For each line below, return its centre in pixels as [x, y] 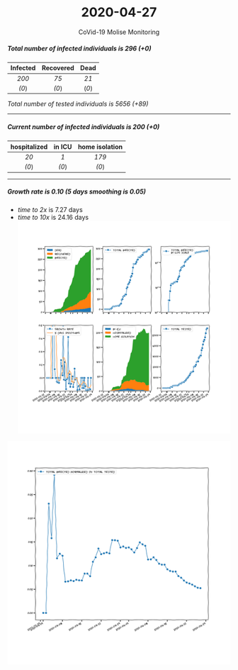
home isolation [100, 147]
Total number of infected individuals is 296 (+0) [79, 48]
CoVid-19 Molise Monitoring [119, 32]
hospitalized [29, 147]
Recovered [58, 68]
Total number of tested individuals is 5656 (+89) [78, 104]
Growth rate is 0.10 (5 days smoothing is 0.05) [77, 191]
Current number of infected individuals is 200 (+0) [84, 127]
